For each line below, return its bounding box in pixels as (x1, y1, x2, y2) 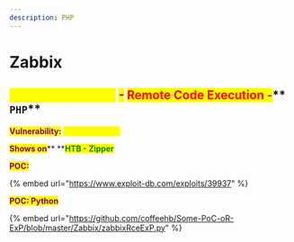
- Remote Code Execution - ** (118, 87, 286, 103)
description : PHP (9, 13, 75, 22)
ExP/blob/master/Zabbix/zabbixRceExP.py (9, 222, 166, 233)
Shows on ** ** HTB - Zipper (9, 143, 114, 154)
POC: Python (9, 195, 59, 206)
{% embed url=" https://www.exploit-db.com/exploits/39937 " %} (9, 177, 249, 189)
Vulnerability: (9, 125, 62, 136)
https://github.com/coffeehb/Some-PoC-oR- (68, 212, 235, 223)
